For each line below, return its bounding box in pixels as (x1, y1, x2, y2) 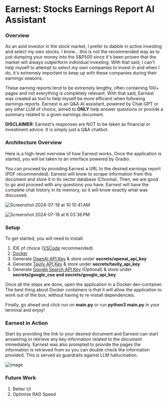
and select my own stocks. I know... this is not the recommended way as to (5, 49, 160, 55)
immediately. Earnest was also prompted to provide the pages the (5, 341, 141, 347)
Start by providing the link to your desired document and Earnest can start (5, 331, 158, 337)
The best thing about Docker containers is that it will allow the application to (5, 287, 162, 293)
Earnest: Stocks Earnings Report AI (5, 4, 154, 15)
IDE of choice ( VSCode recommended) (12, 245, 93, 251)
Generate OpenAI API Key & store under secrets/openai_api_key (12, 256, 147, 262)
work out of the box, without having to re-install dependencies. (5, 292, 135, 298)
